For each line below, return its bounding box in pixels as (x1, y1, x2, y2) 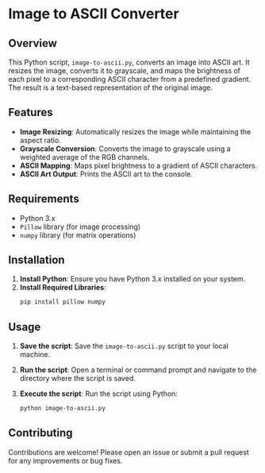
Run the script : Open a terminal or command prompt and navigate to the (19, 365, 257, 374)
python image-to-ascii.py (19, 405, 106, 413)
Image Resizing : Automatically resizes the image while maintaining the (19, 126, 252, 136)
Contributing (8, 426, 73, 440)
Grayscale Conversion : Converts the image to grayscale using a (19, 144, 232, 153)
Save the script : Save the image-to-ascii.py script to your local (19, 341, 229, 351)
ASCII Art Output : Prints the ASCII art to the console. (19, 169, 193, 179)
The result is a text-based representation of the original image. (8, 83, 213, 92)
